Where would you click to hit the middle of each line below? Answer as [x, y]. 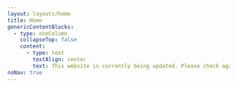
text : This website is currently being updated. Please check [126, 66]
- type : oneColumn [41, 33]
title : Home [25, 20]
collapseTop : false [49, 40]
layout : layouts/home [39, 14]
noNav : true [25, 72]
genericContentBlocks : [41, 27]
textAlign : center [60, 60]
